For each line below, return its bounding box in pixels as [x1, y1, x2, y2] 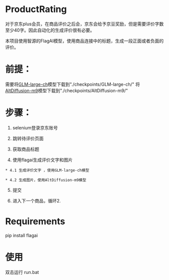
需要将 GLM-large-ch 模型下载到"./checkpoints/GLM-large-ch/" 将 [5, 81, 140, 87]
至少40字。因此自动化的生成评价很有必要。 [5, 27, 95, 33]
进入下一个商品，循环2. [12, 197, 61, 203]
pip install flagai [5, 232, 38, 238]
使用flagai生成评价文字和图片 [12, 157, 73, 163]
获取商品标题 [12, 146, 39, 152]
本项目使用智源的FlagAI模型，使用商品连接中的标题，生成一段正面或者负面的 [5, 38, 164, 44]
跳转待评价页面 [12, 135, 44, 142]
